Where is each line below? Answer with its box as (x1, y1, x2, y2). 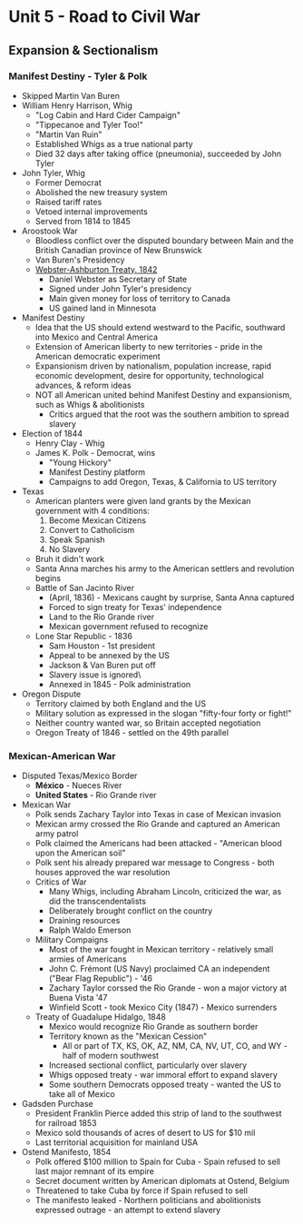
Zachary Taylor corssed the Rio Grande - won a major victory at (48, 982, 288, 993)
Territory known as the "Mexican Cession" (48, 1031, 208, 1041)
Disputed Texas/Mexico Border (21, 770, 138, 782)
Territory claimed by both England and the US (34, 697, 206, 709)
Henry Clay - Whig (34, 438, 105, 449)
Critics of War (34, 876, 87, 887)
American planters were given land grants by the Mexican (34, 495, 251, 506)
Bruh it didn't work (34, 553, 105, 564)
